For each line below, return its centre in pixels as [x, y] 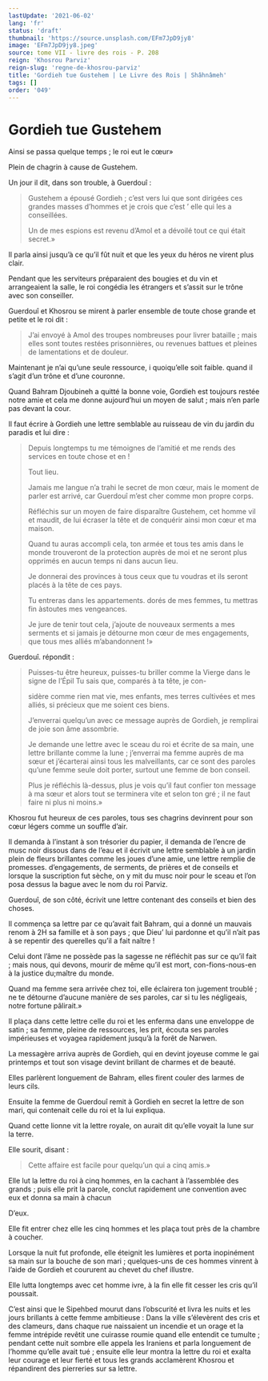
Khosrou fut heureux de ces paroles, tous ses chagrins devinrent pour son [131, 818]
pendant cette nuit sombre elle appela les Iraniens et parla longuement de [130, 1343]
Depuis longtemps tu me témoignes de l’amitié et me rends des [132, 448]
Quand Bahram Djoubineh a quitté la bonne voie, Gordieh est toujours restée [134, 392]
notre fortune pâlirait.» [45, 1006]
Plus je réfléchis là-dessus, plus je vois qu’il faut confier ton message [142, 785]
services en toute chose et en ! [79, 457]
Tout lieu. [43, 472]
